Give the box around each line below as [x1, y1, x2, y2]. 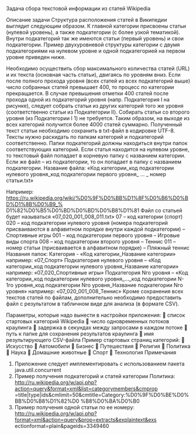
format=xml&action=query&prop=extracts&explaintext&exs [14, 416, 157, 423]
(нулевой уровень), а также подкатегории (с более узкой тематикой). [6, 29, 180, 36]
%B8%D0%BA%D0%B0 [80, 398, 140, 405]
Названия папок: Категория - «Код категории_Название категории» [6, 251, 176, 257]
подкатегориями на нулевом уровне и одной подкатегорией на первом [6, 47, 185, 54]
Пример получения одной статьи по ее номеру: [14, 404, 135, 410]
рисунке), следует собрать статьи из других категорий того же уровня [6, 102, 184, 109]
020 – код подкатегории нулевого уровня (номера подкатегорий [6, 220, 169, 226]
